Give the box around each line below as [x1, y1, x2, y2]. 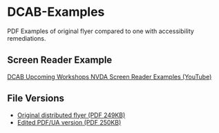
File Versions [7, 92, 64, 104]
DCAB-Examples [7, 4, 105, 20]
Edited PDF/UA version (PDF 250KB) [17, 118, 122, 126]
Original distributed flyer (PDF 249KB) [17, 111, 126, 119]
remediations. [7, 34, 46, 42]
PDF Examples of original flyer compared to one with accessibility [7, 27, 195, 35]
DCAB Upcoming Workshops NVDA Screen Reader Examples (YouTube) [7, 72, 212, 81]
